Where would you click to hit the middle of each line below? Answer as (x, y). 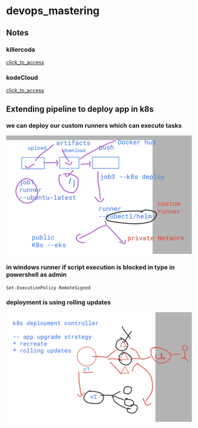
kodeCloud (22, 77)
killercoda (21, 50)
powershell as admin (36, 275)
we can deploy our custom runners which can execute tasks (94, 126)
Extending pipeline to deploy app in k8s (80, 109)
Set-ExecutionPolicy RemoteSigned (49, 287)
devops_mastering (53, 11)
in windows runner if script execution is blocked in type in (90, 267)
